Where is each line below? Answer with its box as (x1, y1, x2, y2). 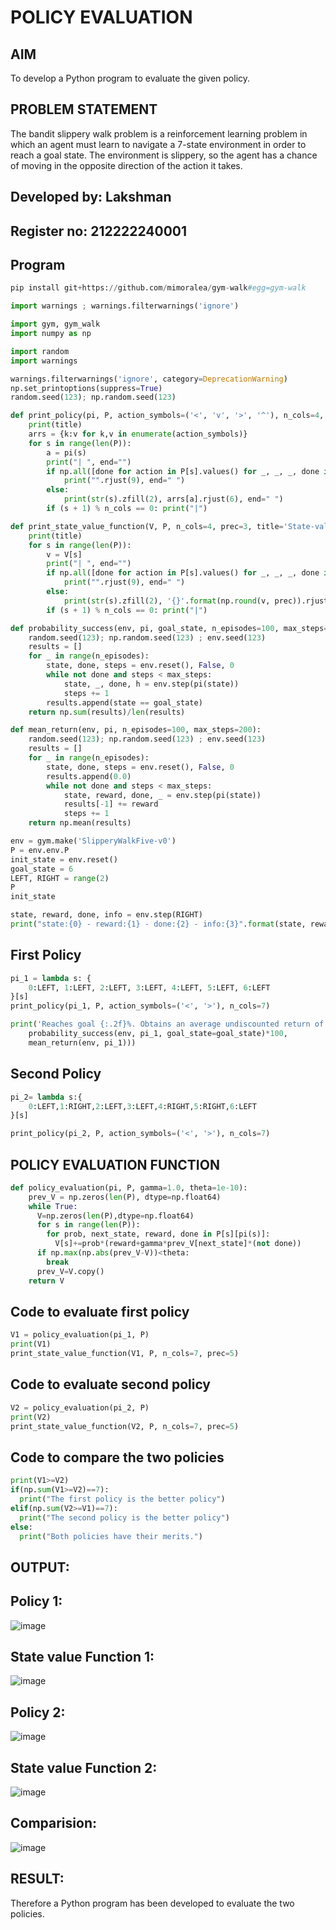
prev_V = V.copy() (36, 1266, 105, 1276)
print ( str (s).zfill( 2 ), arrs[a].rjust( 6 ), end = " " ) (63, 494, 284, 505)
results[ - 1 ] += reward (63, 799, 159, 810)
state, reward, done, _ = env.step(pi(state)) (63, 790, 262, 800)
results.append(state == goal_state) (46, 697, 203, 708)
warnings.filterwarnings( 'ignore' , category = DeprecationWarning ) (10, 374, 288, 384)
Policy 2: (10, 1704, 66, 1721)
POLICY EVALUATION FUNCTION (10, 1156, 220, 1173)
